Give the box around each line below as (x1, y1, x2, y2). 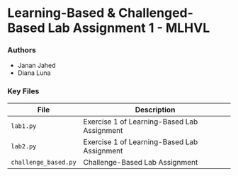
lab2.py (11, 142, 37, 150)
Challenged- (118, 5, 193, 21)
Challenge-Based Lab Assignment (83, 157, 198, 167)
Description (135, 105, 176, 115)
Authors (7, 45, 37, 55)
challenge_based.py (11, 158, 76, 166)
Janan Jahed (17, 61, 56, 70)
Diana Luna (17, 69, 51, 77)
